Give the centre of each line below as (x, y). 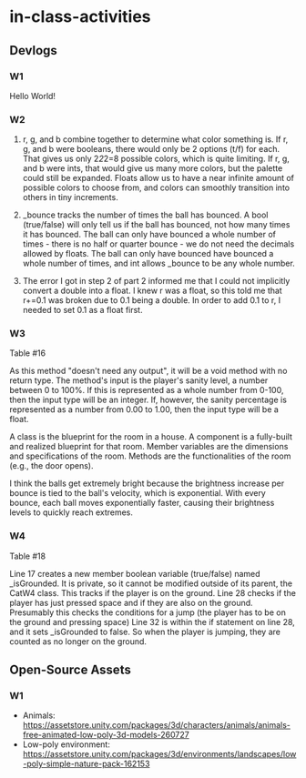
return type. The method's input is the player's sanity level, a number (139, 380)
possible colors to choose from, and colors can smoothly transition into (156, 187)
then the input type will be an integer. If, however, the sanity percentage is (148, 400)
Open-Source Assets (71, 670)
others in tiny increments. (70, 197)
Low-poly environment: (66, 744)
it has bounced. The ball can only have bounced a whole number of (149, 235)
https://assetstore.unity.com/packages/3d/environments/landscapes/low (159, 754)
